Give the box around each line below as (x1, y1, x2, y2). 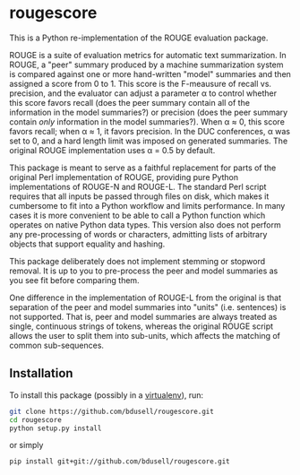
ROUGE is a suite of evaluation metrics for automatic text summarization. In (9, 49, 287, 60)
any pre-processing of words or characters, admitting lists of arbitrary (9, 229, 268, 239)
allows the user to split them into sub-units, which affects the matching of (9, 330, 280, 341)
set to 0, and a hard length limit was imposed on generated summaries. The (9, 135, 288, 146)
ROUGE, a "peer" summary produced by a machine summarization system (9, 59, 284, 70)
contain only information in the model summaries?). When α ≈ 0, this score (9, 116, 285, 127)
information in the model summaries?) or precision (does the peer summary (9, 107, 288, 117)
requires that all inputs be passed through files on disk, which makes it (9, 191, 270, 202)
